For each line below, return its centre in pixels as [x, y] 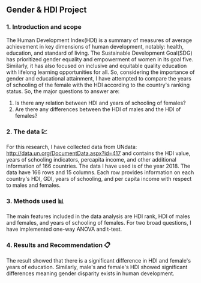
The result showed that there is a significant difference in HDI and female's [98, 260]
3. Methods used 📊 [35, 201]
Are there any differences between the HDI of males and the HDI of [98, 109]
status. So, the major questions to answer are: [63, 91]
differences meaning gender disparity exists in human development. [91, 273]
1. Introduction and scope [44, 27]
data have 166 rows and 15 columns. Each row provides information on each [100, 172]
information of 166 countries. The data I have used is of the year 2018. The [98, 166]
